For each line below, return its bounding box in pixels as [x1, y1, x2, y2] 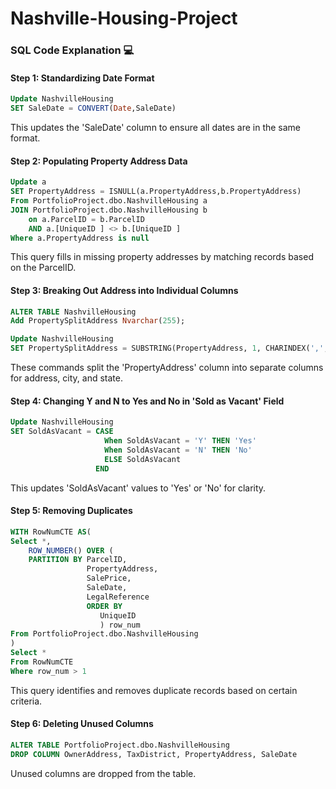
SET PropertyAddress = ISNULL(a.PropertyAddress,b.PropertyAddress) [10, 187, 302, 197]
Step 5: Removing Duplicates [10, 505, 133, 517]
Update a [10, 177, 47, 187]
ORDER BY [86, 601, 123, 611]
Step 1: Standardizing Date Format [10, 72, 155, 84]
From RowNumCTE [10, 657, 74, 667]
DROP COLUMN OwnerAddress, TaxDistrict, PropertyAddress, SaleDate [10, 749, 298, 759]
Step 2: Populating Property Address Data [10, 155, 188, 167]
